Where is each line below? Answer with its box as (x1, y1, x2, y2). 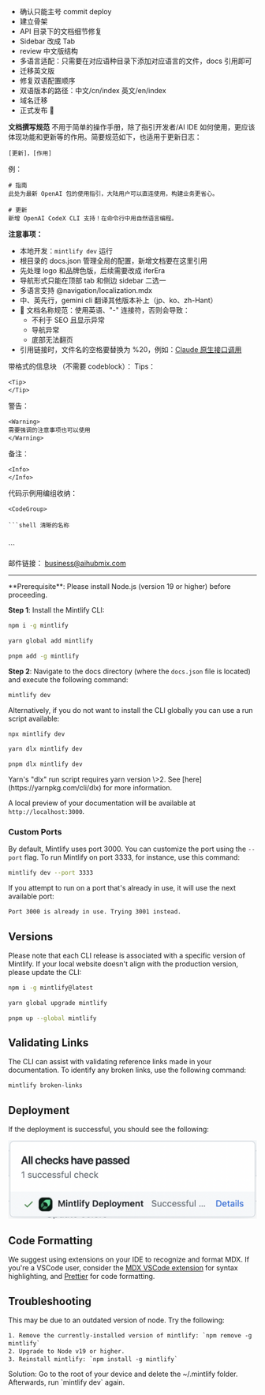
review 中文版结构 (19, 47, 79, 55)
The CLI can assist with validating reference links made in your (8, 1057, 212, 1067)
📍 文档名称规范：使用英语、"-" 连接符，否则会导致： (19, 306, 191, 314)
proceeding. (8, 591, 48, 599)
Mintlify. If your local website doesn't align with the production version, (8, 958, 239, 969)
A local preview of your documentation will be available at (8, 798, 196, 808)
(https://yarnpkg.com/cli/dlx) (8, 783, 102, 793)
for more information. (103, 783, 173, 793)
